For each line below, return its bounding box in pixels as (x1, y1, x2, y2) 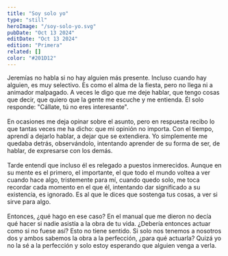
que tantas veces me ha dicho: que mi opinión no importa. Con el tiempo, (7, 124, 214, 132)
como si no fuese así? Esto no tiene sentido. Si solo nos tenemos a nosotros (7, 226, 222, 235)
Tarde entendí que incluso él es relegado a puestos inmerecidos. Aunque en (7, 161, 222, 169)
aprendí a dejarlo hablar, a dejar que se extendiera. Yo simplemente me (7, 132, 208, 140)
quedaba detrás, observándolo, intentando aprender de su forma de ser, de (7, 139, 220, 148)
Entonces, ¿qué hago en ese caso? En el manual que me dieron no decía (7, 212, 212, 220)
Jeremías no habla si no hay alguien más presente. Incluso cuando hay (7, 73, 207, 82)
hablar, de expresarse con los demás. (7, 146, 113, 154)
